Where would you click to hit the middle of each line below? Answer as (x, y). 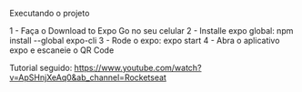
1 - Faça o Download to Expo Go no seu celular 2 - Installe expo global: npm (151, 31)
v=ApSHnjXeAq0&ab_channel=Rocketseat (88, 77)
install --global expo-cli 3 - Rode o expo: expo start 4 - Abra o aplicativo (145, 41)
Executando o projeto (50, 13)
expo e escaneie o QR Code (62, 50)
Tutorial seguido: (41, 68)
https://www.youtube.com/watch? (138, 68)
